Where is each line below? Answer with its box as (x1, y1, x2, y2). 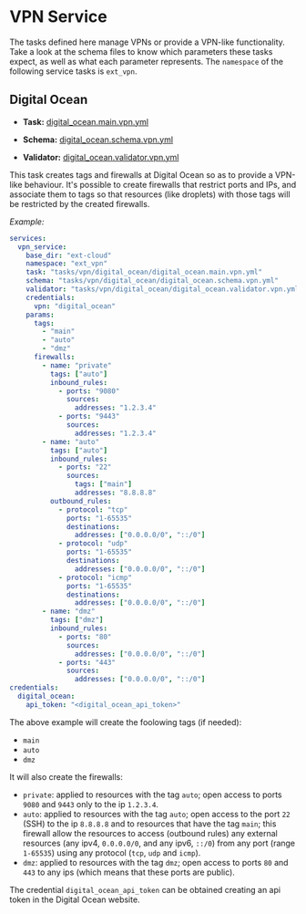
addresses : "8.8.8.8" (74, 488, 157, 497)
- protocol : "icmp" (57, 573, 132, 582)
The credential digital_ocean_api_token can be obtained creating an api (9, 884, 280, 895)
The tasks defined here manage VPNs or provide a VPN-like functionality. (9, 36, 285, 47)
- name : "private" (42, 360, 112, 370)
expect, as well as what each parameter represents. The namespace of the (9, 56, 284, 67)
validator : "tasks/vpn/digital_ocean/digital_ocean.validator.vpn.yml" (25, 285, 303, 294)
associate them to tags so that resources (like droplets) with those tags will (9, 189, 291, 200)
